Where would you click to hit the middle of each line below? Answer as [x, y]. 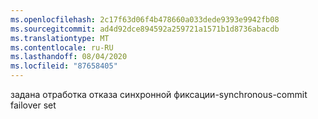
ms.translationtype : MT [60, 38]
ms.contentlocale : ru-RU [62, 47]
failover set [33, 105]
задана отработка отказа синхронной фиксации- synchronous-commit [159, 94]
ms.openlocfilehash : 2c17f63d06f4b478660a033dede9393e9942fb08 [145, 19]
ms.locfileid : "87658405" [64, 66]
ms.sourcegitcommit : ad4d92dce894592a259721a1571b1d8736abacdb [145, 29]
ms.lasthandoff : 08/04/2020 [69, 57]
